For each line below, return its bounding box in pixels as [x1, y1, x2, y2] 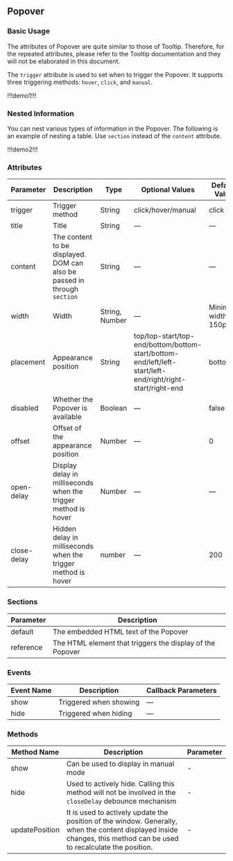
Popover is [52, 403, 88, 413]
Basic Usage [7, 26, 51, 36]
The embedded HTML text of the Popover [52, 627, 189, 637]
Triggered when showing [58, 697, 140, 707]
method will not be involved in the [66, 788, 176, 798]
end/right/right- [134, 375, 186, 384]
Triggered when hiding [58, 708, 132, 718]
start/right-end [134, 384, 184, 393]
